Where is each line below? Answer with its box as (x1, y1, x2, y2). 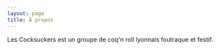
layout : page (7, 10, 45, 17)
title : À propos (7, 16, 54, 23)
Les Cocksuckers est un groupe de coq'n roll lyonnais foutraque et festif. (7, 35, 214, 43)
